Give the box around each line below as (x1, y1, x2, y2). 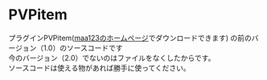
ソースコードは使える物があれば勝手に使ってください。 (8, 62, 191, 73)
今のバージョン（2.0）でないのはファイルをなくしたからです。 (8, 53, 216, 62)
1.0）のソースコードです (43, 42, 123, 53)
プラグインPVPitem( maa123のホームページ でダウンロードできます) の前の (8, 33, 252, 42)
